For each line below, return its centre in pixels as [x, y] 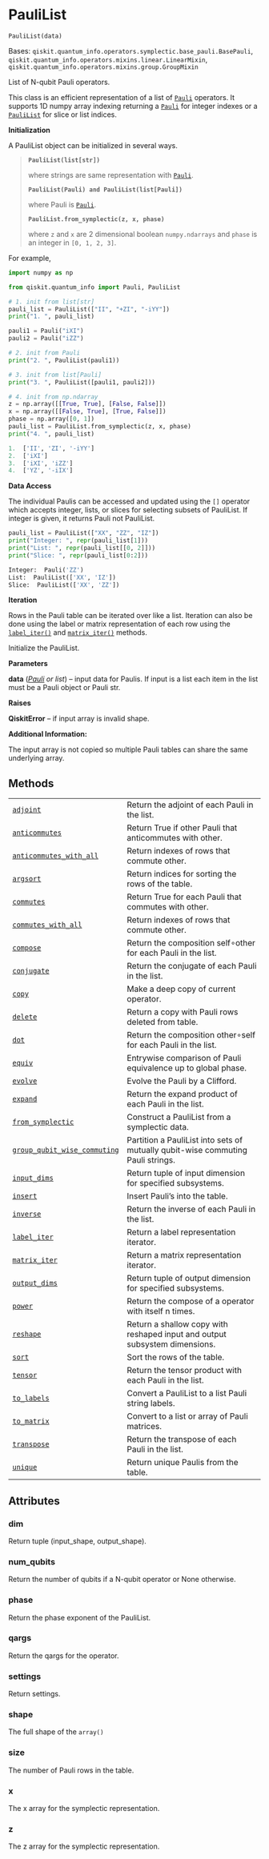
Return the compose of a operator [191, 1301]
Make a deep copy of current [181, 989]
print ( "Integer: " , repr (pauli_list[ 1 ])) [78, 541]
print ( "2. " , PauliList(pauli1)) [64, 360]
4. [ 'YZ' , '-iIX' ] [41, 471]
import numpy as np [41, 273]
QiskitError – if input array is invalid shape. [79, 719]
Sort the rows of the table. [176, 1357]
